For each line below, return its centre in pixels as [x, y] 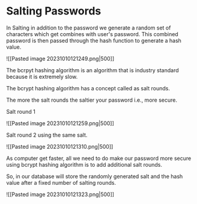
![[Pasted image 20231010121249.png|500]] [60, 58]
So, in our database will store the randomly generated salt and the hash [95, 176]
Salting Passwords [54, 11]
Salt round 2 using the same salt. [47, 135]
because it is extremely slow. [42, 76]
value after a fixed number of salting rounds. [61, 182]
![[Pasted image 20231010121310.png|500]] [60, 146]
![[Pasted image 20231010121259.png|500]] [60, 123]
